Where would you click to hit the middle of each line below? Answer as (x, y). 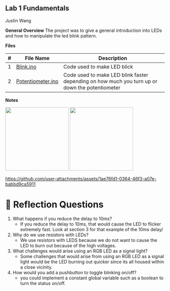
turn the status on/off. (43, 283)
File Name (37, 58)
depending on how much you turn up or (110, 81)
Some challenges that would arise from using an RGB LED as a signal (92, 256)
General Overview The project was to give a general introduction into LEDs (84, 30)
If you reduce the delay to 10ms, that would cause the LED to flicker (90, 224)
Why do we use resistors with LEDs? (50, 235)
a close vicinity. (36, 267)
